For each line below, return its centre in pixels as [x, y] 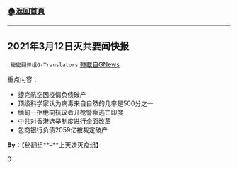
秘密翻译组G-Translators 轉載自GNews [65, 64]
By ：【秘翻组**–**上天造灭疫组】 [55, 145]
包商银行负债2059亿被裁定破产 [63, 130]
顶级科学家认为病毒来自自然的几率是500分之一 [85, 103]
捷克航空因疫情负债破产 [52, 95]
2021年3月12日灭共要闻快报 [68, 46]
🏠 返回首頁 [26, 11]
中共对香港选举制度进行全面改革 [64, 121]
